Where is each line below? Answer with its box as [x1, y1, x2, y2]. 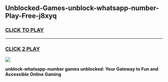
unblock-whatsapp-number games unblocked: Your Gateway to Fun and [5, 66, 158, 72]
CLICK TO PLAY [5, 27, 44, 34]
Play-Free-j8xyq [5, 12, 57, 20]
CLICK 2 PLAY [5, 45, 40, 52]
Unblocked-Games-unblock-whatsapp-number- [5, 4, 159, 12]
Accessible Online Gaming [5, 71, 61, 77]
